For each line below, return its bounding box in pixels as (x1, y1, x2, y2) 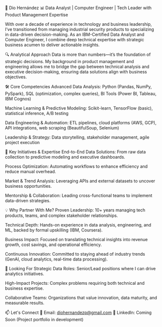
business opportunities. (5, 183, 52, 189)
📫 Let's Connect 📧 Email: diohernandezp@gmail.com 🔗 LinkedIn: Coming (5, 310, 152, 315)
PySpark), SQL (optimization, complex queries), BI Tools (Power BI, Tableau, (5, 91, 157, 97)
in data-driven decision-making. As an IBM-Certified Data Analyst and (5, 32, 145, 37)
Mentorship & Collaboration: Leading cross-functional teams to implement (5, 193, 152, 198)
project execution (5, 140, 40, 145)
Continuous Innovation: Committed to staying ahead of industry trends (5, 251, 145, 257)
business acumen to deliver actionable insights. (5, 42, 100, 48)
